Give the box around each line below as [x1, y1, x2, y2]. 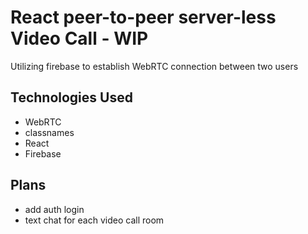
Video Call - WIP [10, 27, 149, 50]
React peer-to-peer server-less [10, 6, 277, 29]
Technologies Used [10, 89, 133, 106]
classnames [24, 126, 75, 138]
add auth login [24, 203, 85, 215]
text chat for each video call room [24, 214, 165, 226]
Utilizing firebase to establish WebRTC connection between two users [10, 60, 299, 72]
